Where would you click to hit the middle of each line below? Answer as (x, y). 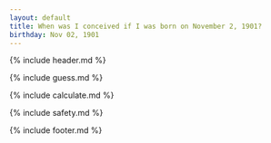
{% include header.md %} (58, 61)
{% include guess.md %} (56, 78)
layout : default (40, 18)
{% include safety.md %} (56, 113)
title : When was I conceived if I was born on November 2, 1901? (135, 26)
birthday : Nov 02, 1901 (55, 34)
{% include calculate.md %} (62, 95)
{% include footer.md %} (56, 130)
